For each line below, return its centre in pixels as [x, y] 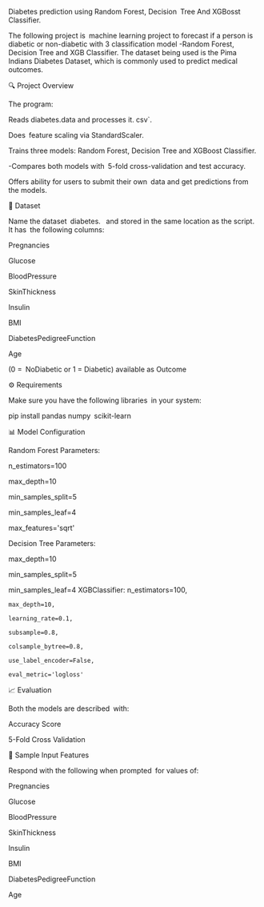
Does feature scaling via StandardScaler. [76, 135]
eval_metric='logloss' [46, 675]
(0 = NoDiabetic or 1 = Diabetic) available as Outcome [97, 369]
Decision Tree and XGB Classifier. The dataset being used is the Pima [123, 52]
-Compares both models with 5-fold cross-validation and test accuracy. [127, 166]
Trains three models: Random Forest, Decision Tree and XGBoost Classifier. [132, 150]
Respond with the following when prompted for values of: [104, 771]
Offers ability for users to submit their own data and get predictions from [128, 182]
